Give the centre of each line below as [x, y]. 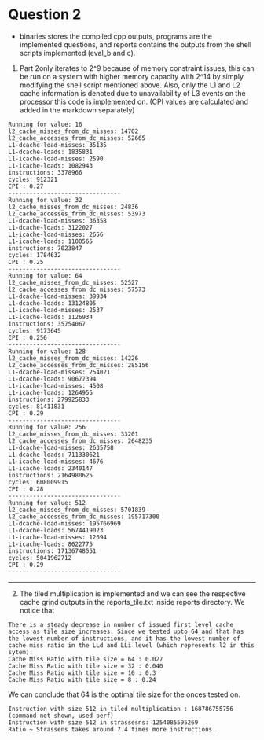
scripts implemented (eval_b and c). [77, 53]
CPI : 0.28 [26, 489]
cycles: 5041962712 [40, 558]
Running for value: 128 [47, 352]
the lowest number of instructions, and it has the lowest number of [125, 639]
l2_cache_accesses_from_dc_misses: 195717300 [84, 517]
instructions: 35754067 [47, 324]
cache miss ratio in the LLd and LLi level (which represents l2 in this [132, 645]
